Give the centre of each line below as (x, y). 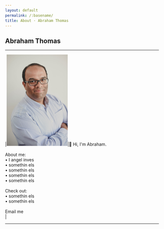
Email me (14, 211)
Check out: (16, 191)
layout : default (21, 10)
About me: (15, 154)
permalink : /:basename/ (29, 15)
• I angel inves (20, 160)
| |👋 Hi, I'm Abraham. (56, 144)
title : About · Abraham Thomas (37, 20)
